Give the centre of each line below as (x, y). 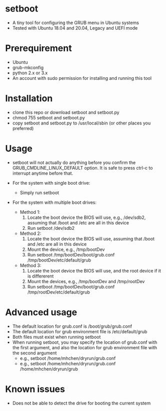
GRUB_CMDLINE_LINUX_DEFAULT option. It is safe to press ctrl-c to (82, 168)
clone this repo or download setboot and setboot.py (66, 112)
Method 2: (30, 233)
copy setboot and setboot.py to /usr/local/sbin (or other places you (81, 123)
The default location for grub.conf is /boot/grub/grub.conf (72, 326)
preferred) (23, 128)
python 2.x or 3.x (30, 73)
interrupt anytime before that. (43, 173)
